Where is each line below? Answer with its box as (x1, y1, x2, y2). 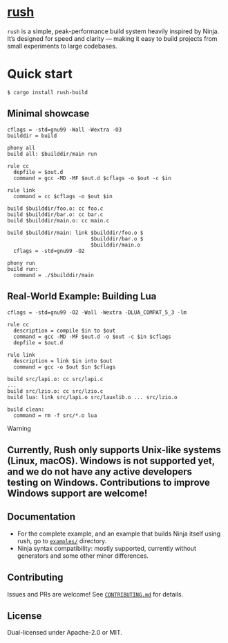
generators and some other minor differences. (17, 552, 149, 560)
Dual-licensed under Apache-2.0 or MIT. (7, 628, 123, 637)
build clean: (7, 406, 45, 413)
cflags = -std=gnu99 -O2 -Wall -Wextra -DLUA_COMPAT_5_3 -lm (7, 309, 187, 316)
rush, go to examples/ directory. (17, 536, 107, 545)
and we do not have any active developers (7, 466, 192, 477)
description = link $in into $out (13, 358, 113, 364)
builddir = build (7, 132, 57, 139)
